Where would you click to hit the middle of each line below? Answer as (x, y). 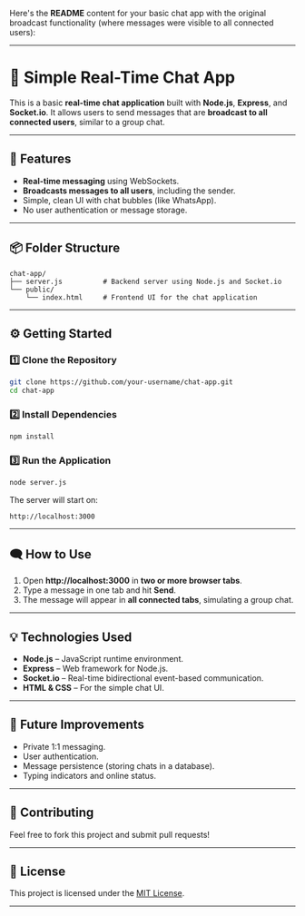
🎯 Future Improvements (77, 725)
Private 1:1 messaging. (64, 746)
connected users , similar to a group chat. (87, 122)
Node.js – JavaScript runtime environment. (103, 658)
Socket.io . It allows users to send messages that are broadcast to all (138, 112)
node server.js (38, 483)
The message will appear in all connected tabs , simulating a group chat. (158, 600)
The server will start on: (54, 500)
